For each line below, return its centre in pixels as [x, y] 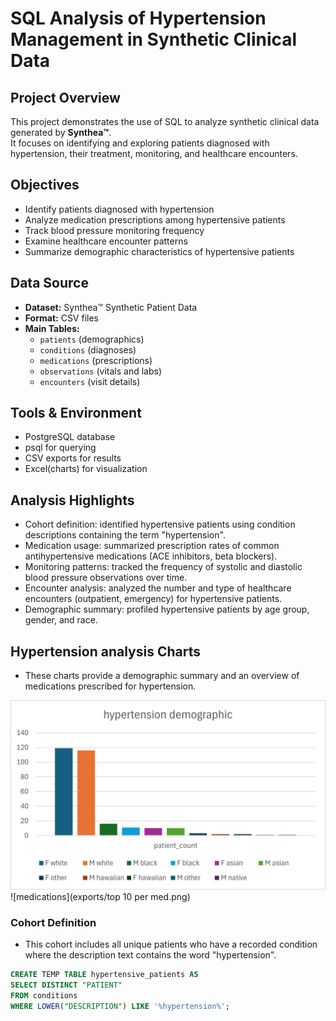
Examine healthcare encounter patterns [106, 241]
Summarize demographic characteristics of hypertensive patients [159, 251]
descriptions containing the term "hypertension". [125, 535]
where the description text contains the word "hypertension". [150, 955]
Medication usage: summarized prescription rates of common [152, 546]
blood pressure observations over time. [106, 578]
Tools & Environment [76, 413]
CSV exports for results [73, 458]
